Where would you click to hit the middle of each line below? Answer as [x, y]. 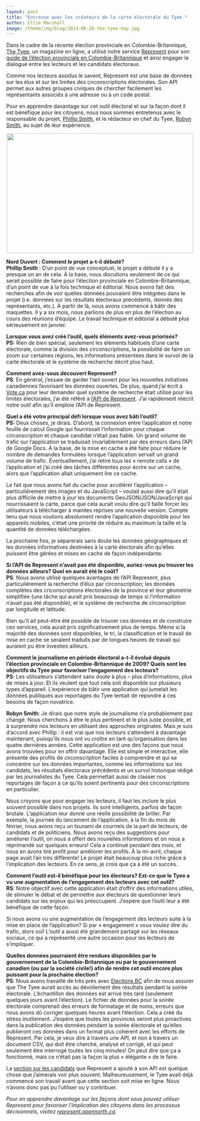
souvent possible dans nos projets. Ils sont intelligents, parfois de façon [94, 807]
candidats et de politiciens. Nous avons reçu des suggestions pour [88, 833]
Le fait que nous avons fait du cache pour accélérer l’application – [87, 485]
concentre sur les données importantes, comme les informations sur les [94, 764]
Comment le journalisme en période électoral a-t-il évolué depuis [88, 658]
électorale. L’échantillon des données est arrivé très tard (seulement [90, 994]
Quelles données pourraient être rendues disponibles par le [81, 955]
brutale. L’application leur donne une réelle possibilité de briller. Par [89, 814]
